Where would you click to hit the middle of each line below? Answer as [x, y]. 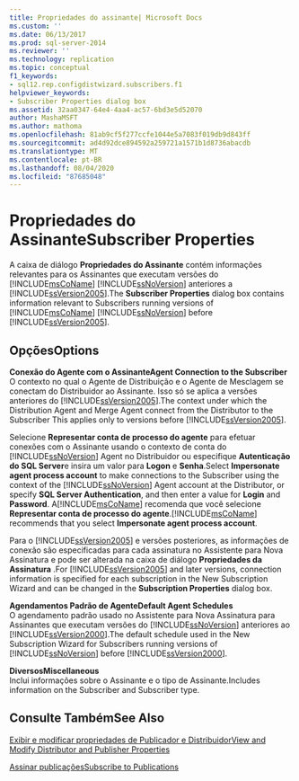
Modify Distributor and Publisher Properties [90, 749]
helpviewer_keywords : [50, 93]
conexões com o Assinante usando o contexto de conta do [118, 447]
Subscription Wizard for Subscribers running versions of [114, 644]
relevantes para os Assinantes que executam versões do [114, 274]
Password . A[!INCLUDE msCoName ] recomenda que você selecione [136, 504]
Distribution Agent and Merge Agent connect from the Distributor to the [141, 410]
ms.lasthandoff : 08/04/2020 [62, 168]
